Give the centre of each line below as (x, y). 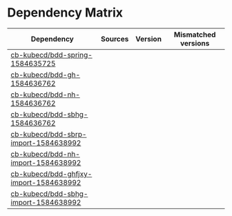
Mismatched (195, 35)
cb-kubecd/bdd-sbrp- (49, 134)
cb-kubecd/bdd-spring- (52, 55)
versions (195, 43)
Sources (115, 39)
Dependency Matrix (65, 13)
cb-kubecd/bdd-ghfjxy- (51, 174)
